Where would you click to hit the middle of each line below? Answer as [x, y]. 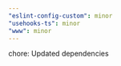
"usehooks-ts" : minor [44, 23]
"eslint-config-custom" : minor [60, 16]
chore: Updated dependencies [59, 54]
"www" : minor [30, 31]
